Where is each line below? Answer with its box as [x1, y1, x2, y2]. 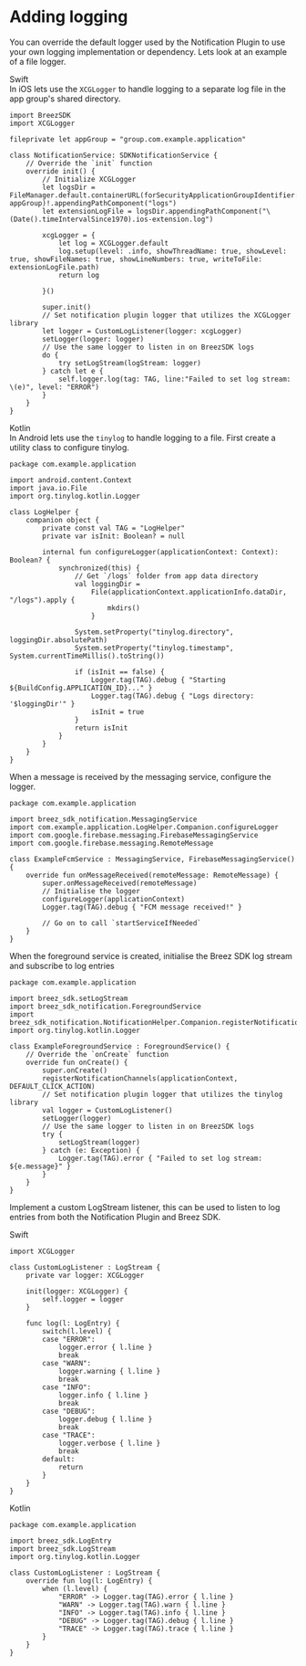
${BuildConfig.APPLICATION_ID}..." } [9, 683, 153, 692]
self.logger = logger [42, 1294, 125, 1303]
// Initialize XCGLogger [42, 174, 137, 184]
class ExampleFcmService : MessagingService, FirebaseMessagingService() [9, 854, 296, 864]
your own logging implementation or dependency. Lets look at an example [9, 46, 288, 57]
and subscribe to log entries [9, 960, 116, 971]
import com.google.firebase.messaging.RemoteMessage [9, 838, 214, 848]
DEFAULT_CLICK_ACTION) [9, 1081, 96, 1091]
